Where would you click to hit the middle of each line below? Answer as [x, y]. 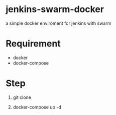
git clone [22, 97]
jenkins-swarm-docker [55, 9]
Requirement [33, 44]
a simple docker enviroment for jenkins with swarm [59, 23]
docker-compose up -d [37, 107]
